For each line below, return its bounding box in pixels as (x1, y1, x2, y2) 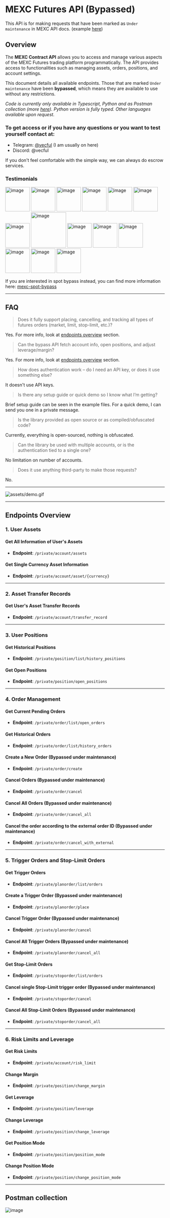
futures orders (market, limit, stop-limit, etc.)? (17, 322, 113, 328)
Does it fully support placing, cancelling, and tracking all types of (17, 316, 153, 323)
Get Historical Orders (5, 731, 51, 737)
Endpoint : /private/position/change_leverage (12, 1128, 110, 1134)
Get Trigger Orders (5, 869, 46, 875)
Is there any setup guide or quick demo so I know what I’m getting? (17, 392, 158, 398)
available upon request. (5, 111, 55, 117)
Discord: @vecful (12, 147, 49, 153)
